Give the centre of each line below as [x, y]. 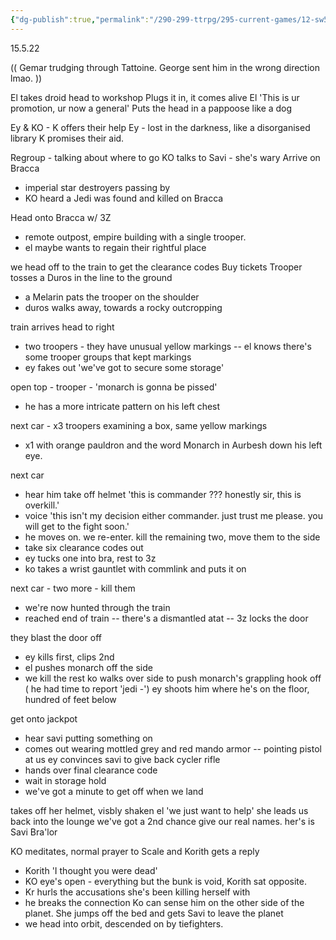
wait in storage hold [65, 780]
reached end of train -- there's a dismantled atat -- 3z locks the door [166, 618]
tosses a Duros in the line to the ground [91, 277]
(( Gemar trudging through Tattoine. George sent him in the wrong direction [165, 67]
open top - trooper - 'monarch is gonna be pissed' [114, 387]
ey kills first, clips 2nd [69, 657]
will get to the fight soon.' [77, 526]
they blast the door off [56, 637]
